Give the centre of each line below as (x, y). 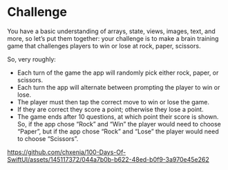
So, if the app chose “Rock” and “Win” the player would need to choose (119, 124)
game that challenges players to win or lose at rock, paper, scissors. (104, 46)
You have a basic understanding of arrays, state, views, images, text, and (111, 31)
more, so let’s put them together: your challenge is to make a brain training (113, 38)
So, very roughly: (32, 59)
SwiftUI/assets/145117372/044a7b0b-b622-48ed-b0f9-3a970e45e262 (108, 159)
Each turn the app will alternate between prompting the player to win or (118, 87)
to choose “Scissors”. (48, 138)
